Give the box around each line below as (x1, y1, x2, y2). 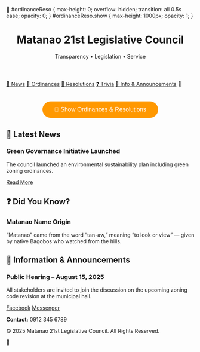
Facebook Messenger (6, 304, 60, 311)
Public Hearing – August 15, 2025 (6, 273, 104, 281)
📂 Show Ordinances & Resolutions (54, 106, 146, 113)
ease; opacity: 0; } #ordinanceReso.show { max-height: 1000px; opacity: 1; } (6, 12, 193, 19)
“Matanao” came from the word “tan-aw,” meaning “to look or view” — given (6, 231, 195, 238)
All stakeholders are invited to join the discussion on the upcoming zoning (6, 286, 188, 293)
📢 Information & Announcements (6, 255, 130, 265)
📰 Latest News (6, 129, 61, 139)
